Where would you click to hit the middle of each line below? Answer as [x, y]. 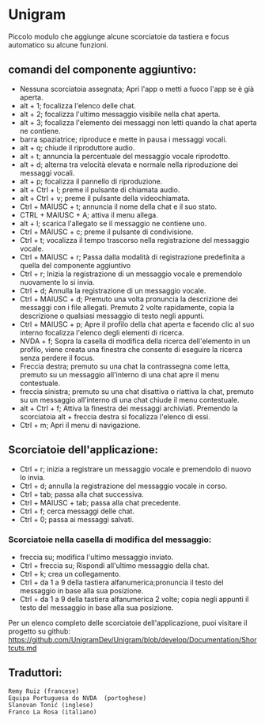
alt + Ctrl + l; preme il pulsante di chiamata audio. [100, 189]
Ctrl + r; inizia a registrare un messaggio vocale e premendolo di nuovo [135, 469]
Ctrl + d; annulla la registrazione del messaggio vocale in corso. [123, 486]
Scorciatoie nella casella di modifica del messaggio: [110, 539]
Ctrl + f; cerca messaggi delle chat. [77, 511]
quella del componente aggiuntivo [75, 265]
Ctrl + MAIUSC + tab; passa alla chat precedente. [100, 502]
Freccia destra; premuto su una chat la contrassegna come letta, [125, 366]
